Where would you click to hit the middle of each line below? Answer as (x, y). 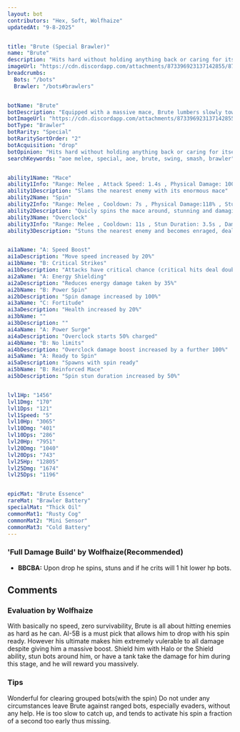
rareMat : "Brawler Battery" (49, 501)
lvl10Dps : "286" (31, 435)
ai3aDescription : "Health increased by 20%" (75, 310)
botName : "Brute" (33, 105)
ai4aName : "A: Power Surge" (49, 329)
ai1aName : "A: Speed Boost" (49, 250)
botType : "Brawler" (36, 126)
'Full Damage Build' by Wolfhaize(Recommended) (95, 552)
